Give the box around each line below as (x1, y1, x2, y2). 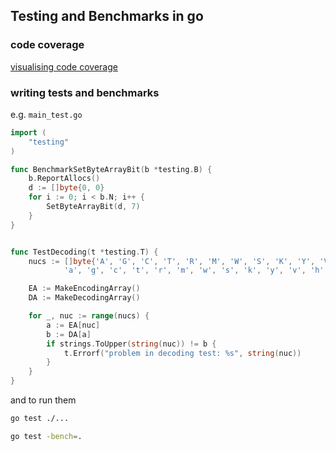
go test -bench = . (10, 431, 83, 441)
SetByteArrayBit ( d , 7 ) (46, 202, 141, 212)
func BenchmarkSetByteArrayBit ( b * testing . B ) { (10, 164, 213, 174)
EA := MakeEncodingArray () (28, 284, 141, 294)
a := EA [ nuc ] (46, 320, 101, 330)
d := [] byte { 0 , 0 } (28, 183, 105, 193)
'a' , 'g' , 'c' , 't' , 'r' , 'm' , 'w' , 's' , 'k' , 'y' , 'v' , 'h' (63, 265, 325, 276)
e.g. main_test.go (10, 108, 83, 120)
